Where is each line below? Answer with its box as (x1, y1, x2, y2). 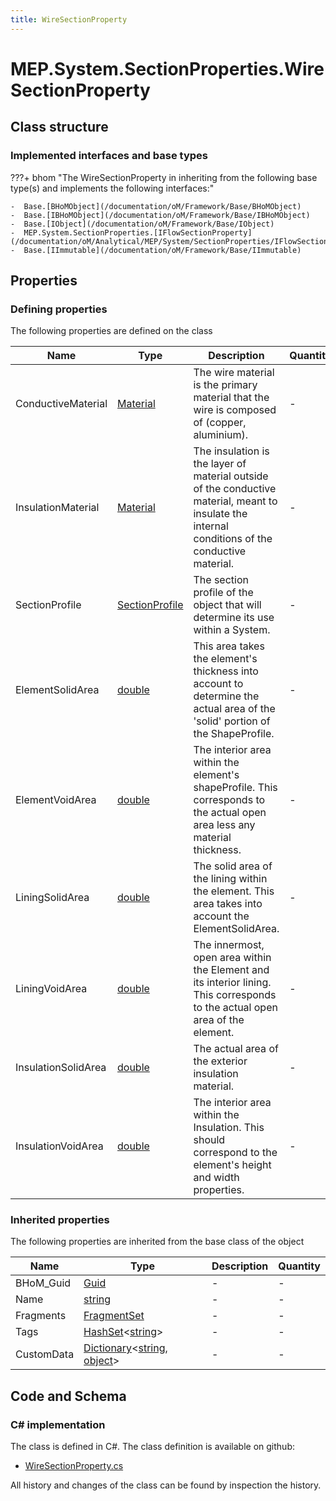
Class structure (10, 119, 109, 136)
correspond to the (193, 1146, 278, 1160)
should (193, 1133, 226, 1147)
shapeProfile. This (193, 781, 278, 795)
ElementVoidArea (15, 793, 97, 807)
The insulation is (193, 444, 270, 458)
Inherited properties (10, 1213, 110, 1227)
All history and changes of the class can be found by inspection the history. (10, 1479, 322, 1491)
